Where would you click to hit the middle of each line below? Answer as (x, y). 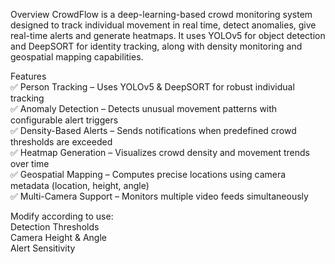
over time (30, 163)
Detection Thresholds (55, 227)
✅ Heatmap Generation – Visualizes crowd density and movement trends (160, 152)
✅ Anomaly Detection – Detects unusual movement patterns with (144, 108)
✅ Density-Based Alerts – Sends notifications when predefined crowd (153, 130)
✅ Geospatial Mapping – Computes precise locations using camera (148, 174)
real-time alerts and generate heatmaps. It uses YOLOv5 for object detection (168, 35)
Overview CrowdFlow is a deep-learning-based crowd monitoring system (161, 14)
